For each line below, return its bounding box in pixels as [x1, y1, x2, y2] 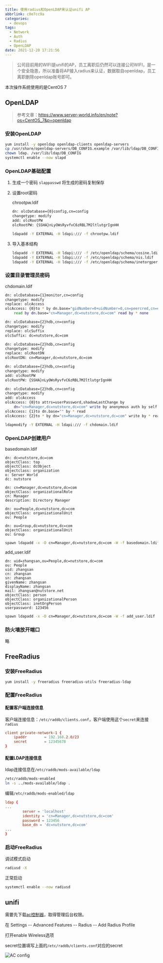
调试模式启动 [5, 856, 31, 862]
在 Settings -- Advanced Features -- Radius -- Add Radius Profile [5, 922, 135, 928]
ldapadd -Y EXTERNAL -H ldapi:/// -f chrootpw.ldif [12, 231, 119, 236]
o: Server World [5, 472, 38, 477]
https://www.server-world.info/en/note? [38, 112, 118, 118]
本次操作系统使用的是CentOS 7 [5, 84, 67, 90]
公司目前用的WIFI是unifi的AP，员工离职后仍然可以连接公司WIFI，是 [16, 62, 152, 68]
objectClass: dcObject [5, 464, 51, 469]
